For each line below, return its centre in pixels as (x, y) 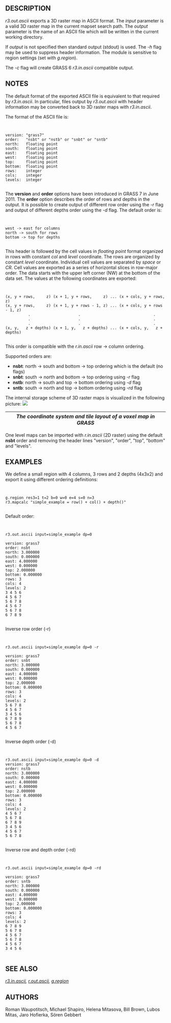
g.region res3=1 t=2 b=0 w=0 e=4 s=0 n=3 (50, 498)
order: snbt (18, 661)
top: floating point (32, 162)
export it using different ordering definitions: (52, 480)
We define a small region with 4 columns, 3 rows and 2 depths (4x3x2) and (84, 474)
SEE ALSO (22, 969)
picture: (13, 403)
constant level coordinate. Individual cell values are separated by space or (83, 262)
